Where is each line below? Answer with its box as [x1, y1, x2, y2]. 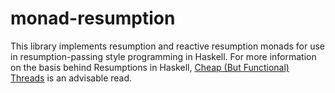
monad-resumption [10, 7, 176, 30]
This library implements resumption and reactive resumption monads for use [10, 40, 326, 52]
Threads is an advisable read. [10, 72, 133, 84]
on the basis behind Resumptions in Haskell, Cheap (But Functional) [10, 61, 290, 73]
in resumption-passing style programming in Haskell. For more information [10, 50, 317, 62]
